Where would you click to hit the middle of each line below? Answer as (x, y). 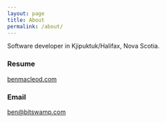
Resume (21, 64)
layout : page (26, 13)
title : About (26, 20)
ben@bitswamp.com (37, 112)
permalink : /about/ (35, 26)
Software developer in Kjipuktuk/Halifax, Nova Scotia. (84, 46)
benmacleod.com (32, 79)
